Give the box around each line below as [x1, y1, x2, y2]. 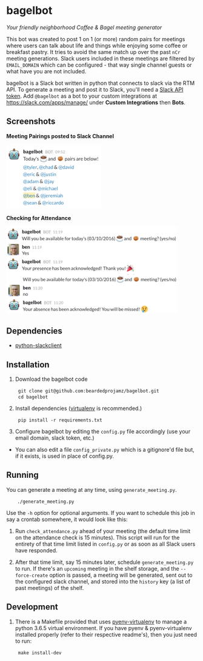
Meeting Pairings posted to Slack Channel [6, 132, 114, 139]
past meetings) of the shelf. [15, 584, 84, 591]
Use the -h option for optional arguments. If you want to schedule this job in [6, 509, 195, 516]
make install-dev [18, 649, 62, 656]
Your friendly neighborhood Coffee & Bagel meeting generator [6, 24, 162, 31]
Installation [6, 359, 50, 370]
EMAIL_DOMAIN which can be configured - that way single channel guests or [6, 61, 192, 69]
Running [6, 470, 39, 480]
